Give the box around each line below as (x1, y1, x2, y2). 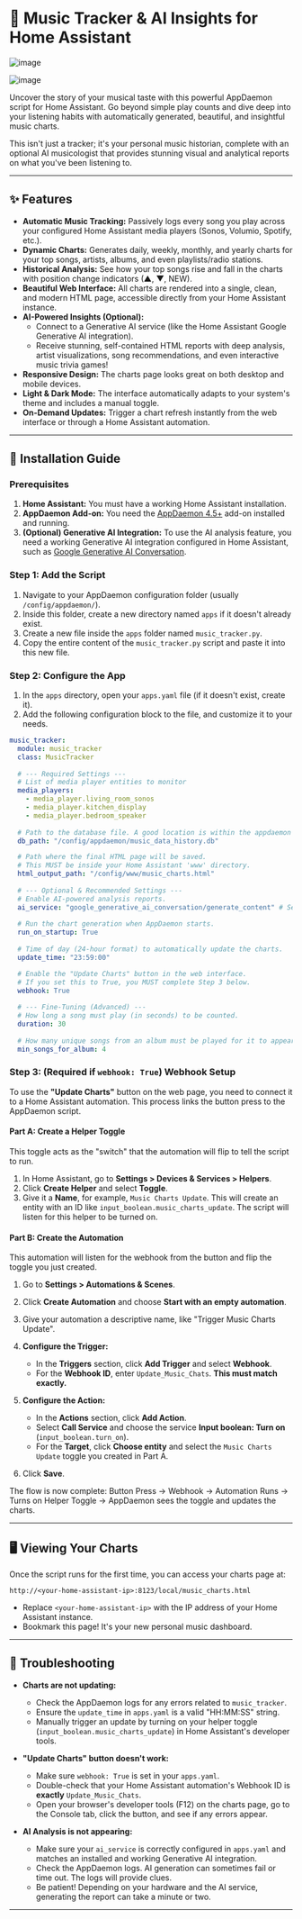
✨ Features (9, 192, 73, 207)
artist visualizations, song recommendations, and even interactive (35, 349, 280, 360)
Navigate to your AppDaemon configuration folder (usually (22, 589, 240, 600)
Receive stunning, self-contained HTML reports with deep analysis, (35, 339, 286, 350)
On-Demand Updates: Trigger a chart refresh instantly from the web (22, 407, 277, 418)
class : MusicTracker (17, 752, 94, 762)
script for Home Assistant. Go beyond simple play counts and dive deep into (9, 101, 291, 112)
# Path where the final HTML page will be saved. (17, 853, 207, 862)
